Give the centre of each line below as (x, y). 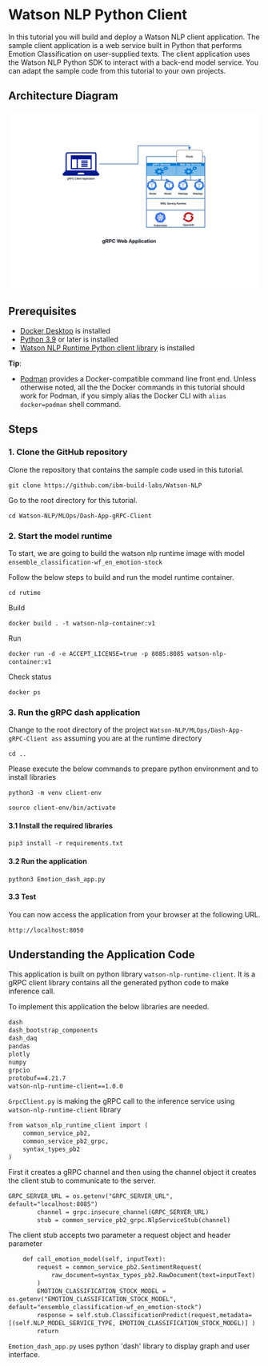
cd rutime (25, 593)
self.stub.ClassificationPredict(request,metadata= (164, 1315)
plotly (19, 1054)
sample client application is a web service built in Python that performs (125, 45)
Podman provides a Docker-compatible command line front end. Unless (138, 378)
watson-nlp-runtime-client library (65, 1109)
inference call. (32, 991)
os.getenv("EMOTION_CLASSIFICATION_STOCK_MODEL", (93, 1299)
